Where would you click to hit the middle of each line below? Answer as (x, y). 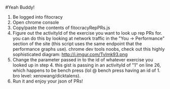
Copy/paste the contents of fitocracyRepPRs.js (61, 28)
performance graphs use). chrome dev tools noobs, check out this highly (89, 49)
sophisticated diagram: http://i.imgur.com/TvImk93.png (70, 54)
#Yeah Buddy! (20, 7)
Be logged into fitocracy (38, 17)
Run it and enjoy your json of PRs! (48, 81)
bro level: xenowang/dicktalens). (47, 76)
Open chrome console (36, 22)
